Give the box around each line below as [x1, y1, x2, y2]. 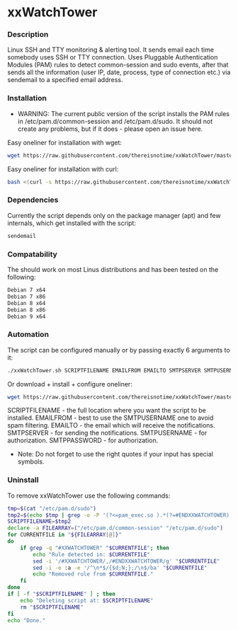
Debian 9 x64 [7, 313, 46, 320]
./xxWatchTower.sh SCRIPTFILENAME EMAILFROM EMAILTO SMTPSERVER [7, 367, 201, 374]
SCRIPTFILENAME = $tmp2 [7, 518, 72, 525]
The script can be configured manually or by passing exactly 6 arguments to [7, 345, 230, 354]
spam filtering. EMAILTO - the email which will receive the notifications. [7, 421, 215, 430]
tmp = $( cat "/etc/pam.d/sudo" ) [7, 505, 97, 512]
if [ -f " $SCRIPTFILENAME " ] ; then [7, 590, 115, 598]
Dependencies [7, 195, 59, 205]
